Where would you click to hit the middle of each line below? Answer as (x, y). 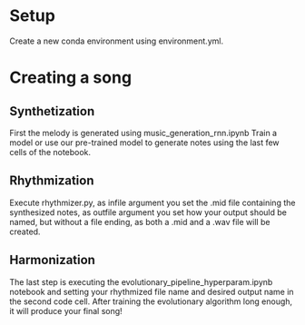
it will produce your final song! (66, 310)
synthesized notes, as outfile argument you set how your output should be (148, 212)
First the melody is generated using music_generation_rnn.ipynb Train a (143, 133)
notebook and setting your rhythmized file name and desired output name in (152, 291)
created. (25, 231)
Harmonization (52, 260)
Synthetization (52, 111)
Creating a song (71, 78)
